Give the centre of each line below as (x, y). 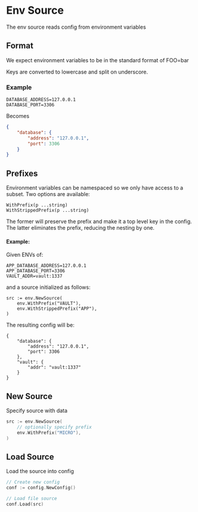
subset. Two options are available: (48, 194)
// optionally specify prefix (55, 427)
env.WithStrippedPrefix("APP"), (57, 309)
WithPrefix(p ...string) (37, 205)
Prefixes (22, 173)
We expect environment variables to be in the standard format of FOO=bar (98, 60)
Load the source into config (40, 471)
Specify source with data (37, 411)
